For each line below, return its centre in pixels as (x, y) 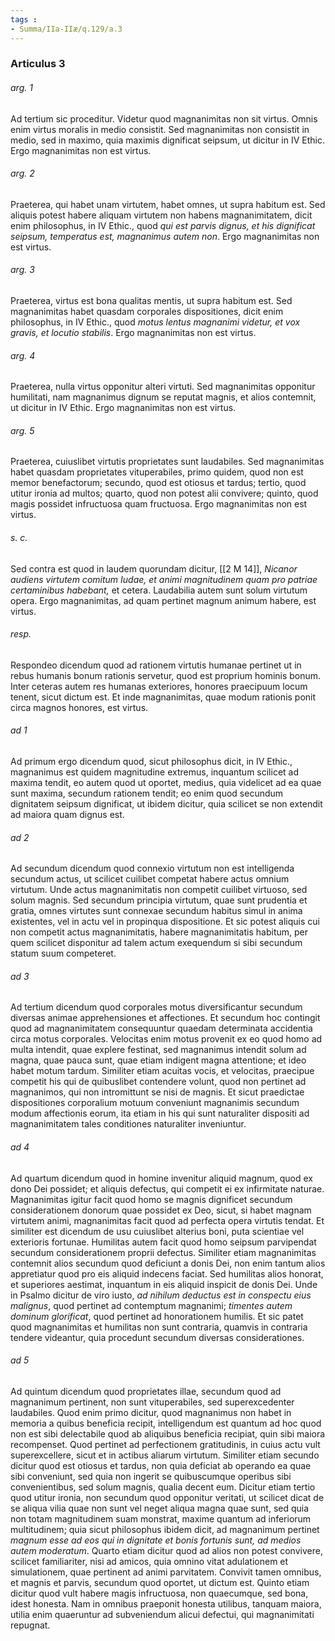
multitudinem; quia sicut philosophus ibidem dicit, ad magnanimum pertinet (165, 1529)
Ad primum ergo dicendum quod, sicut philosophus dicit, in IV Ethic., (151, 762)
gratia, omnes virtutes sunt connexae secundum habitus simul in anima (156, 911)
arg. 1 (21, 88)
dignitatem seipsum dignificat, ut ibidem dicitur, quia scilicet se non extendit (166, 804)
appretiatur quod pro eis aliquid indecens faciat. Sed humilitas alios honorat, (167, 1273)
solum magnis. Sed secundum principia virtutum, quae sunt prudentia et (159, 900)
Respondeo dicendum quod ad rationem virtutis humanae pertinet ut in (156, 665)
